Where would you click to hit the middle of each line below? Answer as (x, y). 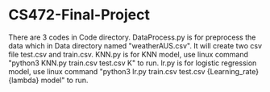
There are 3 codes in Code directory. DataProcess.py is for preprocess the (132, 37)
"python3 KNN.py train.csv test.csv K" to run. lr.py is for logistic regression (133, 63)
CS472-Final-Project (79, 15)
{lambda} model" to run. (48, 80)
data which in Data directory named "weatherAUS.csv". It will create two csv (135, 45)
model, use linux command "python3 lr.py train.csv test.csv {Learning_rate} (134, 71)
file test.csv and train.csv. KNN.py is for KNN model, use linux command (128, 54)
